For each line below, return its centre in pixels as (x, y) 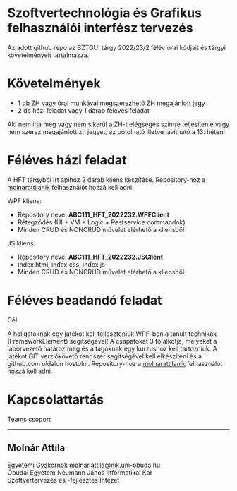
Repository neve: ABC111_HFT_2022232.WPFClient (93, 214)
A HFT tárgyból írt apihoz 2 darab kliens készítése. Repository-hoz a (107, 180)
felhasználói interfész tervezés (100, 28)
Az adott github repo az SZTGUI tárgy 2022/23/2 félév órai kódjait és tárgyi (116, 47)
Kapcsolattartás (56, 399)
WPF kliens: (25, 201)
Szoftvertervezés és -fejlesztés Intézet (63, 480)
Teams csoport (29, 419)
